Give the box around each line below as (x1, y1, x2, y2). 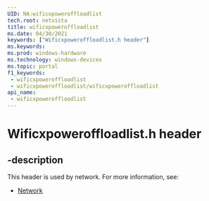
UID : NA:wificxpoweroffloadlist (7, 10, 102, 18)
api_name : (7, 89, 37, 96)
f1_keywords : (7, 69, 46, 76)
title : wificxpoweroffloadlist (7, 23, 99, 30)
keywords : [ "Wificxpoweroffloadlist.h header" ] (7, 37, 150, 44)
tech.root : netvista (7, 17, 68, 24)
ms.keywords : (7, 43, 46, 50)
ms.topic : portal (7, 63, 58, 70)
